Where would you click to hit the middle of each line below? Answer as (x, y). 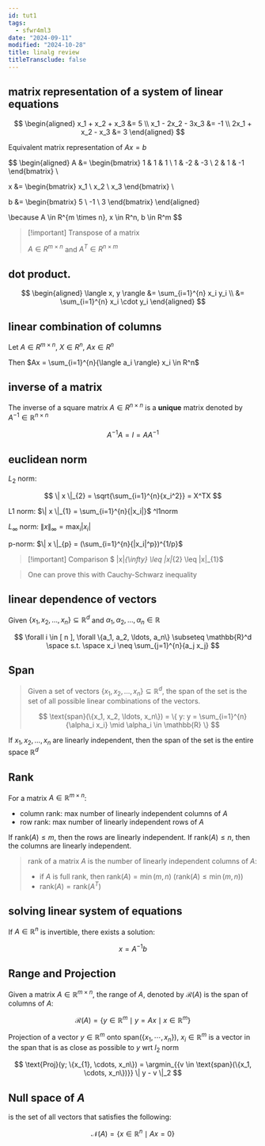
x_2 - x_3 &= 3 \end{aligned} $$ (133, 132)
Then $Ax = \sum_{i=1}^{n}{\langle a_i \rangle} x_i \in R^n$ (104, 362)
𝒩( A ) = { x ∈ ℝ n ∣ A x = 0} (133, 1133)
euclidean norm (48, 460)
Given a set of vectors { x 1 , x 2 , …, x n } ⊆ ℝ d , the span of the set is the (137, 691)
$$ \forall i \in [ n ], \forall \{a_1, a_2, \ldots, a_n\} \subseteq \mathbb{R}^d (133, 637)
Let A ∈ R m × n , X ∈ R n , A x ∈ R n (61, 346)
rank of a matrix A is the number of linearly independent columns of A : (142, 861)
